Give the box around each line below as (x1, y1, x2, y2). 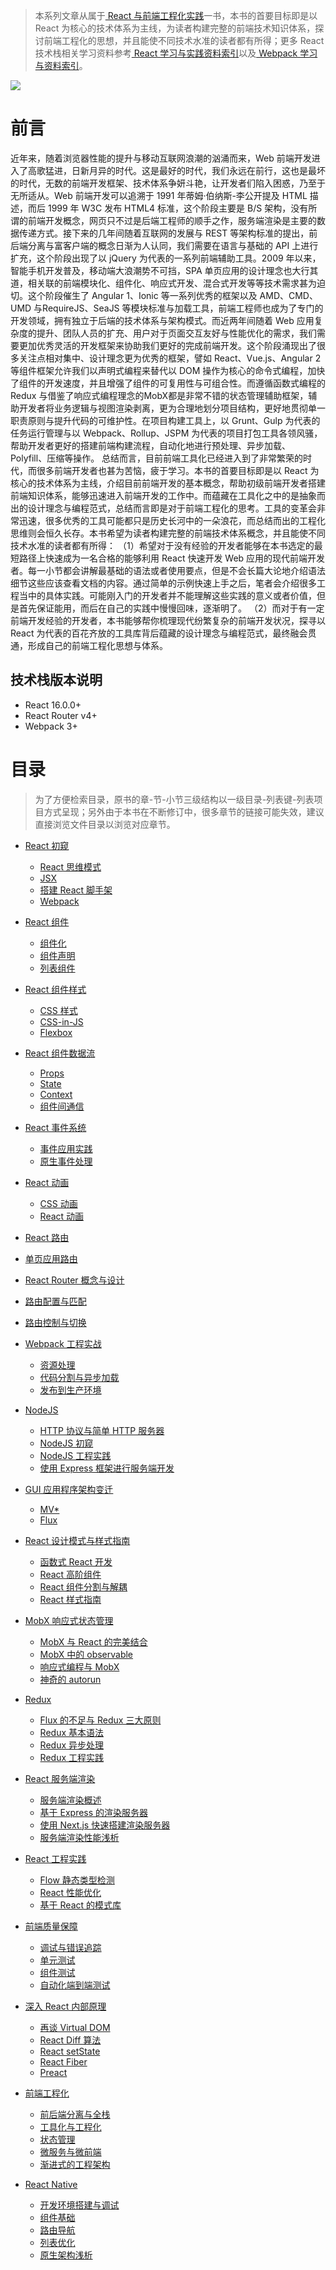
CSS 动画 (39, 1197, 78, 1209)
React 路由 (24, 1231, 70, 1243)
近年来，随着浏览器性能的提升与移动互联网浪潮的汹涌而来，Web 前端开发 (10, 152, 312, 164)
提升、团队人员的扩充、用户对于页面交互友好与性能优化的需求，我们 (36, 327, 317, 339)
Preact (39, 2066, 68, 2078)
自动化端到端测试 (39, 1979, 111, 1991)
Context (39, 1088, 73, 1100)
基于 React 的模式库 (39, 1899, 122, 1911)
